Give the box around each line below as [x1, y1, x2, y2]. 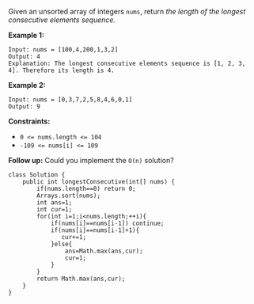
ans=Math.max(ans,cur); [64, 247, 144, 255]
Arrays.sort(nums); [36, 192, 101, 199]
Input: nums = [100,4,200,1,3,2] [8, 46, 119, 54]
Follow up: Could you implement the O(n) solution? [8, 156, 174, 165]
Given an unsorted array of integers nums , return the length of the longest [8, 7, 246, 16]
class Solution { [8, 171, 66, 179]
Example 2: [8, 81, 46, 89]
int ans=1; [36, 199, 73, 207]
